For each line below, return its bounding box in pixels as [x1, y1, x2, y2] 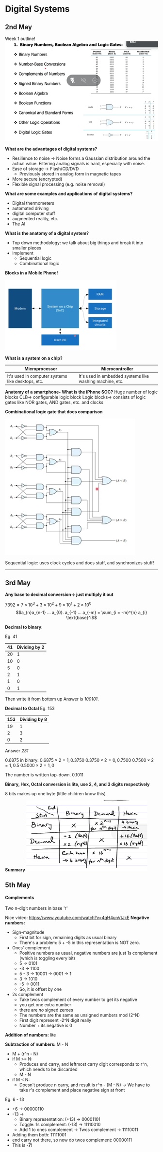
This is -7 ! [12, 1142, 33, 1148]
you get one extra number [19, 1002, 72, 1008]
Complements [5, 894, 34, 900]
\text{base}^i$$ [66, 614, 97, 620]
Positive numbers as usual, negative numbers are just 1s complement [19, 950, 158, 956]
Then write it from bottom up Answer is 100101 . [5, 696, 99, 702]
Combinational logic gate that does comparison [5, 409, 103, 415]
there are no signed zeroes [19, 1007, 74, 1013]
